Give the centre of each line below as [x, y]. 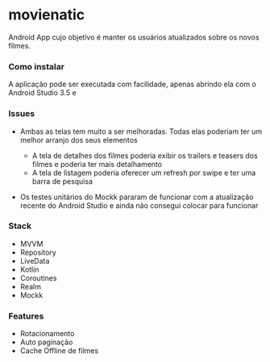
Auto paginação [46, 342]
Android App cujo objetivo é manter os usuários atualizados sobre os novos [134, 37]
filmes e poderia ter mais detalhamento [97, 164]
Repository [38, 252]
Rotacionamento [47, 334]
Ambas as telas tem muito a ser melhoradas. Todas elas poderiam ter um [141, 131]
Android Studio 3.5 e [42, 93]
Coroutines [38, 278]
